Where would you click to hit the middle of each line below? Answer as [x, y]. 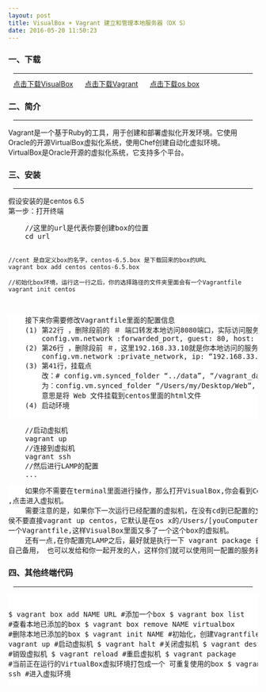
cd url [38, 236]
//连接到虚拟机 [50, 448]
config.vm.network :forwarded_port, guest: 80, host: [148, 339]
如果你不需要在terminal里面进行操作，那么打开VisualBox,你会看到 [139, 491]
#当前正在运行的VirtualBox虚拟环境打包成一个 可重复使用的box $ [120, 664]
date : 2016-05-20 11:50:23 [53, 30]
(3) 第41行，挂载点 [59, 366]
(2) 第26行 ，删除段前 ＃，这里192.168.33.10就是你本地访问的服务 [142, 348]
